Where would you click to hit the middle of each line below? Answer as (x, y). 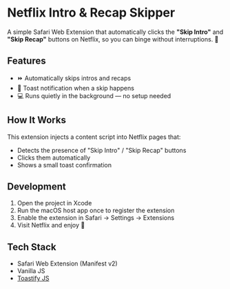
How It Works (37, 120)
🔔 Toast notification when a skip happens (75, 88)
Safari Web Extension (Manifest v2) (67, 263)
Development (37, 186)
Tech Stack (32, 247)
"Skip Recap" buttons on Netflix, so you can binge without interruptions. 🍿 (113, 39)
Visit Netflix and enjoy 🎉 (51, 225)
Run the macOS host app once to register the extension (96, 211)
